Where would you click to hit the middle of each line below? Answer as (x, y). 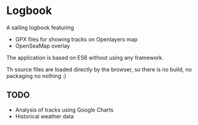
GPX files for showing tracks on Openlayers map (76, 39)
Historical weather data (45, 116)
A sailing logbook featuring (40, 27)
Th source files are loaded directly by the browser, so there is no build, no (99, 69)
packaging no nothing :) (36, 76)
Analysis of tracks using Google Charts (64, 110)
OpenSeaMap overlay (42, 46)
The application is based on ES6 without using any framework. (85, 57)
